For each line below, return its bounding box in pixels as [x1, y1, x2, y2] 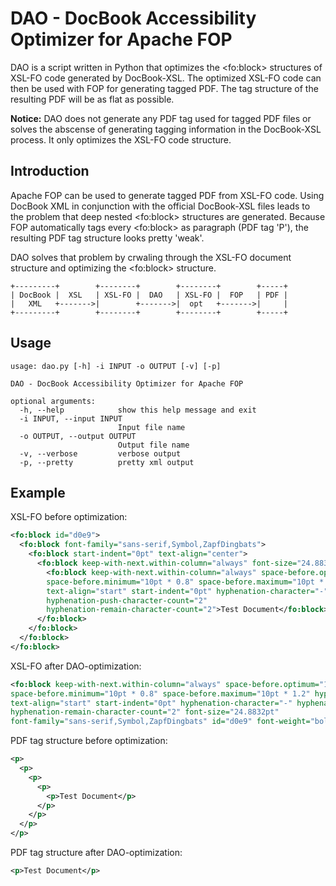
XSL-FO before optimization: [10, 511, 128, 523]
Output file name [117, 440, 190, 450]
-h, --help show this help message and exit [19, 405, 257, 415]
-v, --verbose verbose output [19, 448, 182, 459]
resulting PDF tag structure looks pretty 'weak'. [10, 232, 205, 244]
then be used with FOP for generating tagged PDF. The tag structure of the [10, 82, 319, 94]
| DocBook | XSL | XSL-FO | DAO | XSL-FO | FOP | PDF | [10, 290, 288, 300]
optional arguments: [10, 396, 97, 406]
